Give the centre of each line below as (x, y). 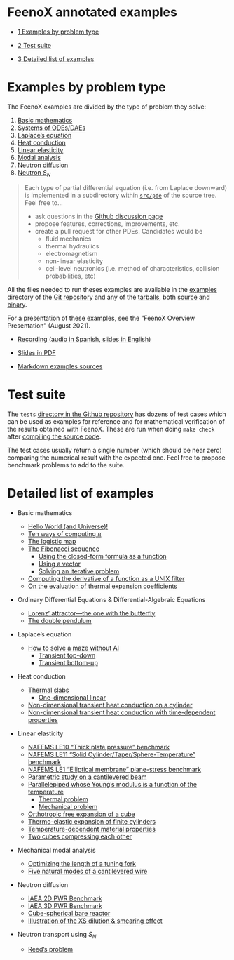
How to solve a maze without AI (74, 648)
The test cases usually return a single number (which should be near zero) (115, 450)
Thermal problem (63, 799)
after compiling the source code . (54, 436)
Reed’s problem (50, 949)
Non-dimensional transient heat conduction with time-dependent (122, 712)
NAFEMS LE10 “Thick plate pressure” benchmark (99, 747)
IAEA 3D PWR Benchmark (65, 905)
